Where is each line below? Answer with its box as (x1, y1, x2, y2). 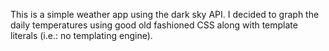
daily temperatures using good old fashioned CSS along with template (10, 19, 298, 31)
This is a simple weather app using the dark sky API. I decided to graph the (10, 9, 320, 20)
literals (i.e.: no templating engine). (10, 30, 153, 41)
